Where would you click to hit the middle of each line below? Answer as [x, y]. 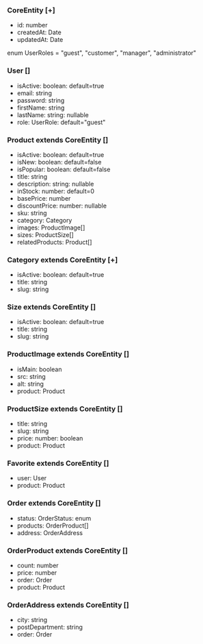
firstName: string [41, 108]
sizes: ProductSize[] [45, 234]
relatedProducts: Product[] [54, 242]
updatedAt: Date [40, 40]
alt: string [30, 384]
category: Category [44, 220]
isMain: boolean [39, 369]
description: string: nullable [55, 184]
